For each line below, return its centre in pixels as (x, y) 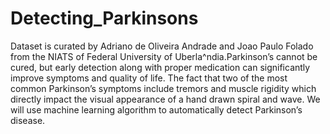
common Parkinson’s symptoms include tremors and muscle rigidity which (163, 88)
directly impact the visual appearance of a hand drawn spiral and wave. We (165, 99)
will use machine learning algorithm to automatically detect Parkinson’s (156, 109)
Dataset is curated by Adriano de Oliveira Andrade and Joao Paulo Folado (162, 46)
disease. (28, 120)
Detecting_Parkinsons (104, 18)
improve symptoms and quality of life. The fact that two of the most (149, 78)
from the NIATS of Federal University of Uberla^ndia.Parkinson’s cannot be (164, 56)
